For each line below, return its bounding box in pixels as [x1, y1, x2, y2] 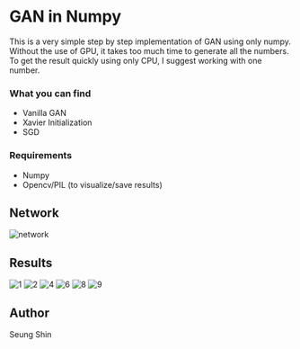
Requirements [9, 149, 73, 162]
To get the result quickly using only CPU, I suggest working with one [9, 55, 262, 66]
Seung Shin [9, 328, 52, 339]
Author [9, 305, 49, 320]
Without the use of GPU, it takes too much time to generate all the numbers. [9, 45, 289, 56]
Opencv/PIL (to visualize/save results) [22, 179, 163, 190]
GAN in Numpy [9, 6, 121, 27]
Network [9, 205, 60, 220]
